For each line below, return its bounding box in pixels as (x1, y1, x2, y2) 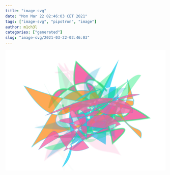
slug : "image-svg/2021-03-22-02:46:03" (5, 35, 90, 40)
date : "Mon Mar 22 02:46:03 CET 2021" (5, 13, 88, 19)
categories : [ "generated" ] (5, 30, 63, 35)
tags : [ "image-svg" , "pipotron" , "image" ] (5, 19, 97, 24)
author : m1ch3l (5, 24, 38, 30)
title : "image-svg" (5, 8, 47, 13)
